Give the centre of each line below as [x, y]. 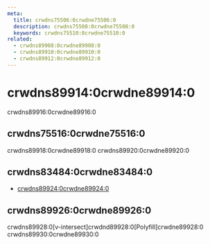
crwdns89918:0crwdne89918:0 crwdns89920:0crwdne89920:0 [98, 150]
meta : [15, 13]
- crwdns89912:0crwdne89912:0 [57, 59]
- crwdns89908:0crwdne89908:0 [57, 46]
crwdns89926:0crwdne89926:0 [79, 210]
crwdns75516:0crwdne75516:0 [76, 134]
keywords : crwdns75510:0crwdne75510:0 [70, 33]
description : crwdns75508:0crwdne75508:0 [74, 26]
